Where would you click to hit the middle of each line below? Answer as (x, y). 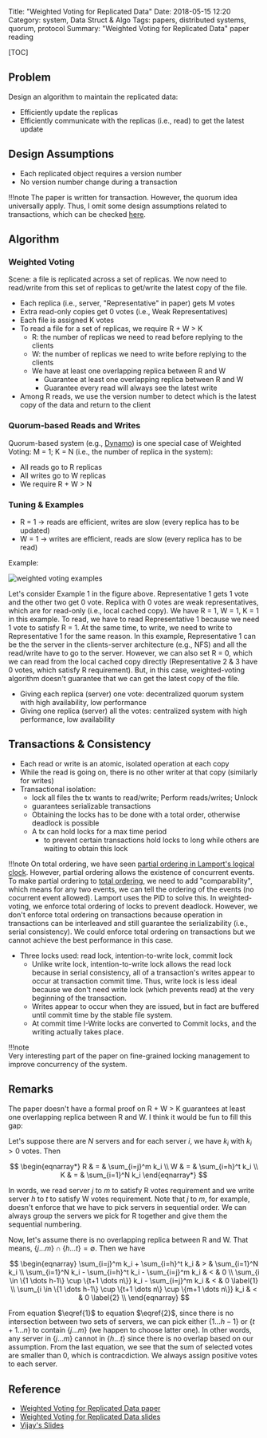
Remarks (31, 1089)
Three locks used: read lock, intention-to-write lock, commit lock (126, 955)
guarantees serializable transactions (91, 806)
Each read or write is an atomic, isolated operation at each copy (124, 763)
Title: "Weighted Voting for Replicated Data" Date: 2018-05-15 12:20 (120, 12)
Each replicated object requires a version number (100, 173)
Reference (35, 1389)
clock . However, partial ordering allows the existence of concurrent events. (132, 872)
